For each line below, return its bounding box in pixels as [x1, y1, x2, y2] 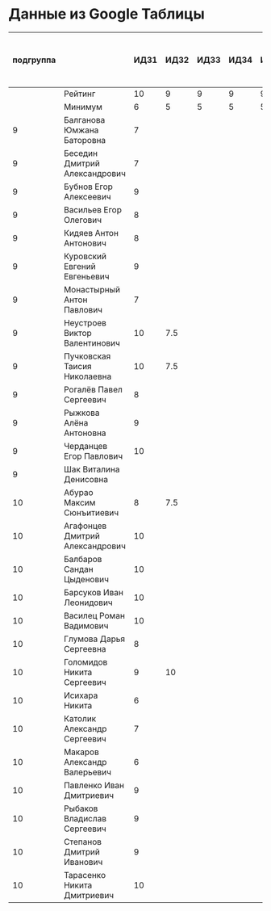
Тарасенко [63, 869, 106, 880]
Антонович [63, 237, 106, 249]
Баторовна [63, 134, 106, 145]
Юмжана [63, 124, 99, 136]
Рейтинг [63, 88, 96, 99]
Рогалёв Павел [63, 384, 123, 395]
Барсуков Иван [63, 586, 123, 598]
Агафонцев [63, 520, 107, 531]
